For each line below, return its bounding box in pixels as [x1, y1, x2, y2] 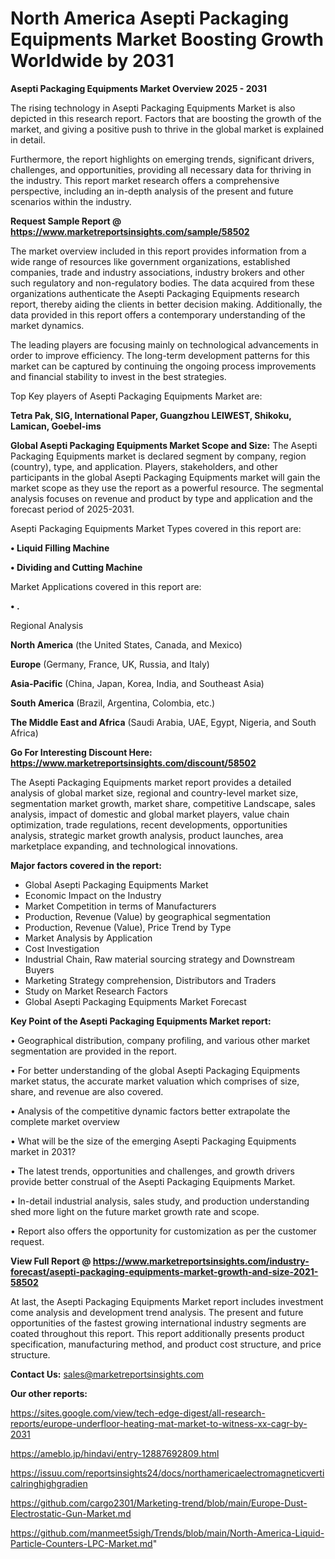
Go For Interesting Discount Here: [10, 746, 153, 758]
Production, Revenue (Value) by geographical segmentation [24, 910, 272, 922]
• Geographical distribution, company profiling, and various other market [10, 1034, 311, 1046]
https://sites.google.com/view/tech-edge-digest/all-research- [10, 1407, 266, 1419]
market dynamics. [10, 319, 85, 331]
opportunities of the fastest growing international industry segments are [10, 1317, 307, 1329]
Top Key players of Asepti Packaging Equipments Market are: [10, 390, 263, 402]
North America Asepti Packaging [10, 7, 290, 30]
